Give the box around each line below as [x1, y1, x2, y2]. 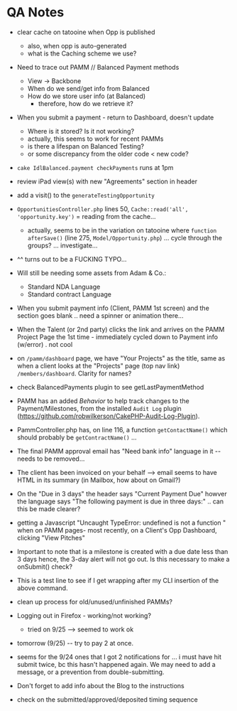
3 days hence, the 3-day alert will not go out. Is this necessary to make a [16, 555, 230, 563]
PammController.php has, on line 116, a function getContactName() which [16, 425, 228, 434]
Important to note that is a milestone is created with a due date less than [16, 547, 228, 555]
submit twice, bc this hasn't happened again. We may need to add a [16, 660, 216, 668]
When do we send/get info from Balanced [27, 84, 150, 92]
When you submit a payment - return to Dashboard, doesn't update [16, 113, 214, 122]
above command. [16, 584, 68, 592]
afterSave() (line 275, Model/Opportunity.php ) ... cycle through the [27, 233, 223, 242]
